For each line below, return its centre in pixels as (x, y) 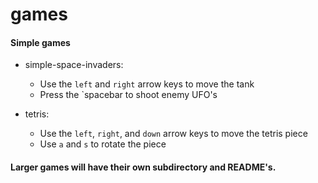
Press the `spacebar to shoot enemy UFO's (128, 95)
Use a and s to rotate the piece (103, 144)
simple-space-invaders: (74, 65)
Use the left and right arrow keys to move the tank (147, 84)
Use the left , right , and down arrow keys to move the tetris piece (173, 134)
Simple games (40, 42)
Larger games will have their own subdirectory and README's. (143, 167)
